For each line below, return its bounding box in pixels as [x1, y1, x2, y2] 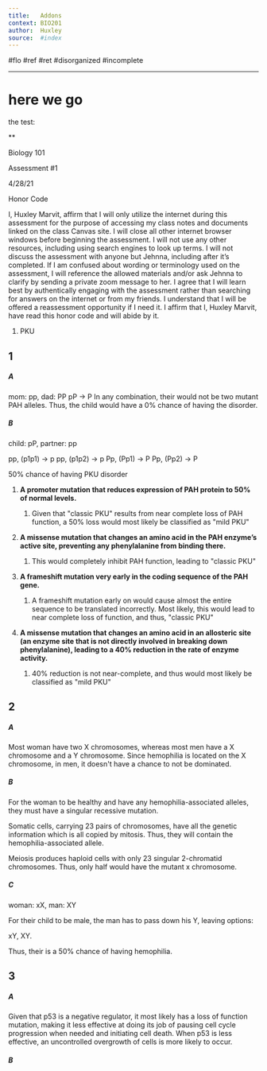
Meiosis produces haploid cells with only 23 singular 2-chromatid [8, 853, 222, 863]
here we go [8, 91, 83, 109]
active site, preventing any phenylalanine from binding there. [19, 541, 226, 550]
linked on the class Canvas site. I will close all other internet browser [8, 227, 232, 236]
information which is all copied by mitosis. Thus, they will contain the [8, 829, 234, 839]
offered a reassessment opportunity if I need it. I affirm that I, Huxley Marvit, [8, 303, 257, 312]
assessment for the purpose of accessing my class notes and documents [8, 218, 249, 227]
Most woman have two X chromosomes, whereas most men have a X [8, 742, 234, 751]
